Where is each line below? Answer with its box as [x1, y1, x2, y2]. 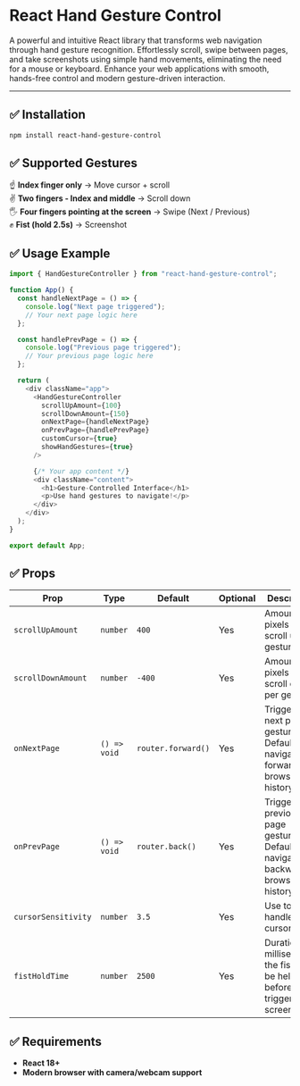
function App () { [9, 286, 74, 295]
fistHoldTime [13, 971, 70, 982]
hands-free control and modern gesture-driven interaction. [9, 72, 226, 83]
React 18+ [21, 1057, 61, 1068]
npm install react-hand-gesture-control [9, 130, 162, 139]
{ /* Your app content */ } [32, 466, 129, 476]
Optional [218, 592, 256, 605]
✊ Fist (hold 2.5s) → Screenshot [9, 220, 128, 230]
